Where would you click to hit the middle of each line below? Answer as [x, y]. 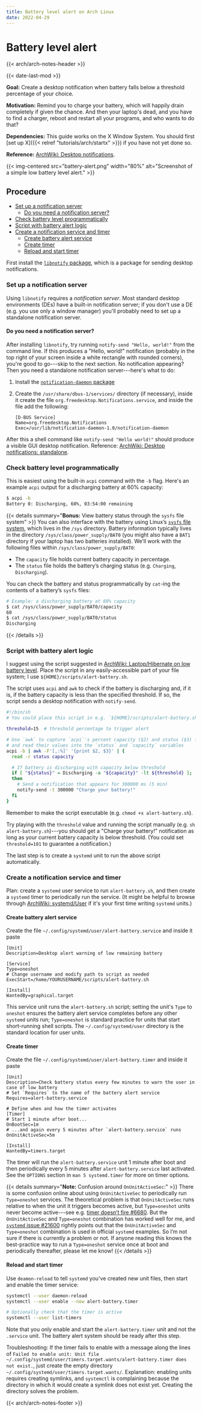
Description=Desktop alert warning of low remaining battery [84, 954]
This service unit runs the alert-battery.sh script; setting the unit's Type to [99, 1007]
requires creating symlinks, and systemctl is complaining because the [93, 1378]
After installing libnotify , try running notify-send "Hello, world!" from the [100, 344]
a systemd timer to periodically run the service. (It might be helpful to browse [101, 897]
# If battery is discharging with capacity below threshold [88, 767]
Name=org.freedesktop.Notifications [61, 423]
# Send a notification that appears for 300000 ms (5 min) [93, 784]
